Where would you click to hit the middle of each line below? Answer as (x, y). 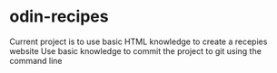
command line (36, 60)
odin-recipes (59, 17)
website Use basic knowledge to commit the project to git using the (135, 50)
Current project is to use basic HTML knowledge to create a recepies (138, 41)
